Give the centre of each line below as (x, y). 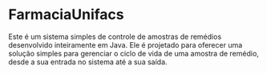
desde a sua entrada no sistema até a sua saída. (88, 62)
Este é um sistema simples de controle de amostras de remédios (115, 36)
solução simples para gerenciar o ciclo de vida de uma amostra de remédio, (133, 53)
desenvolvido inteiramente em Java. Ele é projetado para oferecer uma (125, 44)
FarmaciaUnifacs (66, 15)
